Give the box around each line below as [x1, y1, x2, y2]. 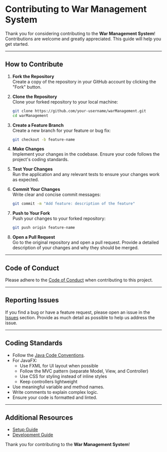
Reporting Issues [5, 296, 59, 304]
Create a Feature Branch [12, 122, 64, 128]
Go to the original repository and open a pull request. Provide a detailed [12, 240, 159, 246]
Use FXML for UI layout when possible [19, 362, 98, 368]
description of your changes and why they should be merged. [12, 245, 139, 251]
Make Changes [12, 146, 45, 152]
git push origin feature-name [12, 225, 76, 230]
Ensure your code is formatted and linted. [12, 394, 97, 400]
